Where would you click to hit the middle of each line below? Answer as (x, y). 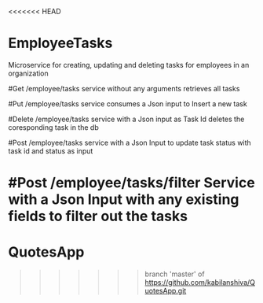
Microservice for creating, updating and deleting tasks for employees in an (129, 65)
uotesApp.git (166, 291)
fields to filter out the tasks (98, 216)
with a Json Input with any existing (124, 200)
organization (28, 73)
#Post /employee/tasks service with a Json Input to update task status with (130, 142)
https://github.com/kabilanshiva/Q (200, 283)
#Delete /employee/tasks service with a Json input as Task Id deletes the (126, 119)
